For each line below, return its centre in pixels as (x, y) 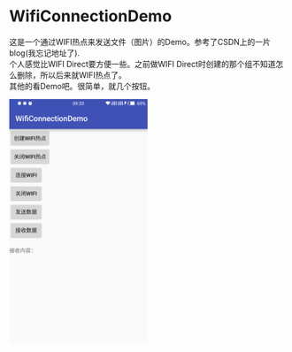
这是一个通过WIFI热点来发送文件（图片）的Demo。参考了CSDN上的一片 (140, 42)
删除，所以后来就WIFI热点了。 (71, 75)
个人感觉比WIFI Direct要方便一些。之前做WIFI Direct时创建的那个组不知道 (142, 64)
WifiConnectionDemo (91, 16)
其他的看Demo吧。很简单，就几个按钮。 (82, 86)
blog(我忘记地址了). (45, 53)
